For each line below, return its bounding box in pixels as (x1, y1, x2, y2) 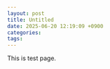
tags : (7, 36, 23, 42)
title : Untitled (7, 16, 54, 23)
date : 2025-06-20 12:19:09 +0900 (7, 23, 104, 29)
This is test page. (7, 54, 57, 62)
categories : (7, 29, 42, 36)
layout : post (7, 10, 45, 17)
